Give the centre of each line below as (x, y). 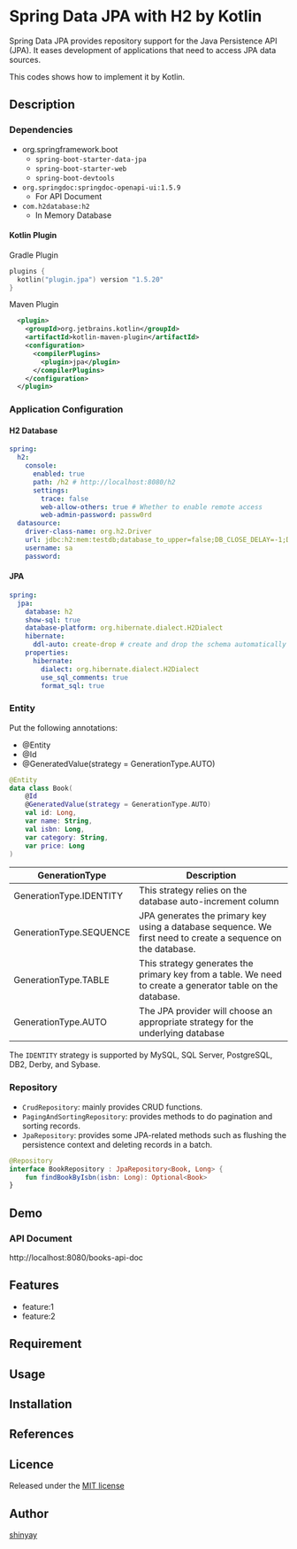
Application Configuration (66, 409)
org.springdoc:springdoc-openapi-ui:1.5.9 (101, 188)
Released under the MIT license (67, 1486)
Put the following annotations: (63, 727)
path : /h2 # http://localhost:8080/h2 (104, 482)
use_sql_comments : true (84, 678)
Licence (32, 1464)
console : (41, 466)
